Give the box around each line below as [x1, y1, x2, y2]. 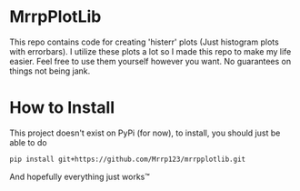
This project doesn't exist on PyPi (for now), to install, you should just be [9, 127, 281, 138]
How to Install [9, 97, 115, 118]
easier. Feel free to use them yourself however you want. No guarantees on [9, 55, 292, 66]
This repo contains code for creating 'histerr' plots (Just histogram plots [9, 36, 279, 47]
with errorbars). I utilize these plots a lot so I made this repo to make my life [9, 45, 292, 56]
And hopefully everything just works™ [9, 171, 150, 182]
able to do [9, 136, 47, 147]
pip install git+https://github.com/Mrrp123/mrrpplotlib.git [9, 155, 246, 164]
